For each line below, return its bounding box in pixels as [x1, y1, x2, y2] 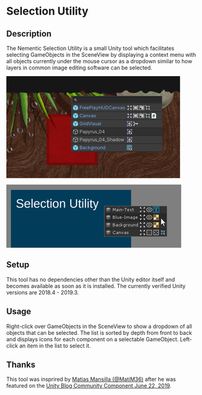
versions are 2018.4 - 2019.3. [6, 288, 79, 296]
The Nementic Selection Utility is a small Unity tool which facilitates [6, 44, 175, 52]
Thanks [6, 360, 36, 370]
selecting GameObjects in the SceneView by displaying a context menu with [6, 51, 196, 58]
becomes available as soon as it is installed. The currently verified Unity [6, 282, 186, 290]
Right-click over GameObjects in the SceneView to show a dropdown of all [6, 323, 192, 330]
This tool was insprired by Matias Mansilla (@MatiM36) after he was [6, 376, 176, 383]
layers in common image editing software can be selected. [6, 64, 153, 71]
